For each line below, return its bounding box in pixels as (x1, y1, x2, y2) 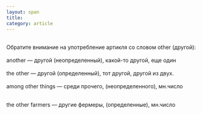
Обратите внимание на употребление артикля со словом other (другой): (6, 44, 197, 51)
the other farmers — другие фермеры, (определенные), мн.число (6, 101, 176, 108)
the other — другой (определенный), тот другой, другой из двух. (6, 70, 174, 77)
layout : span (6, 9, 40, 15)
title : (6, 15, 23, 21)
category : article (6, 20, 53, 26)
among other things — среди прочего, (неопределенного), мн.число (6, 83, 183, 90)
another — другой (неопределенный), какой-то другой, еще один (6, 56, 176, 64)
